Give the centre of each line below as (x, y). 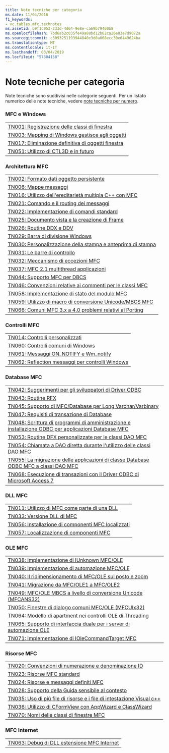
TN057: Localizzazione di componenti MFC (59, 532)
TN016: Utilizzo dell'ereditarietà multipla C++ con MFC (73, 195)
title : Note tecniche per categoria (44, 10)
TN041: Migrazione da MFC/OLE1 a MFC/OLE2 (64, 585)
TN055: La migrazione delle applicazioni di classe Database (78, 460)
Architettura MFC (27, 166)
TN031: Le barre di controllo (41, 252)
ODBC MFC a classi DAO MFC (43, 466)
